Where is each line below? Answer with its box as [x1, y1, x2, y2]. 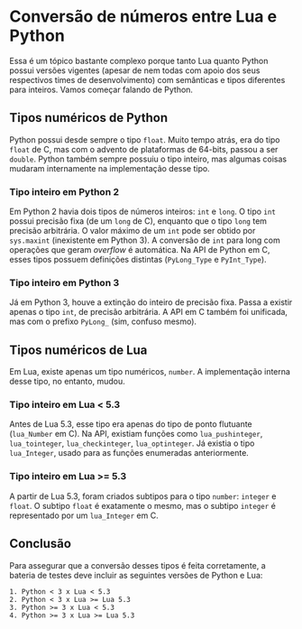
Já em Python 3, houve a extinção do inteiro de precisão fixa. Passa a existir [9, 297, 293, 308]
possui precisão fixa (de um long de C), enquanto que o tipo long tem [9, 216, 268, 227]
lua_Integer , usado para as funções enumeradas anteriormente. [9, 448, 250, 458]
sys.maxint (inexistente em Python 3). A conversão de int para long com [9, 235, 281, 245]
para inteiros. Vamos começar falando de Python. [9, 84, 194, 95]
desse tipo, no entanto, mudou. [9, 376, 125, 387]
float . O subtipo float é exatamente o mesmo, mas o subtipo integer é [9, 500, 277, 511]
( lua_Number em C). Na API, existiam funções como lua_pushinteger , [9, 429, 263, 439]
